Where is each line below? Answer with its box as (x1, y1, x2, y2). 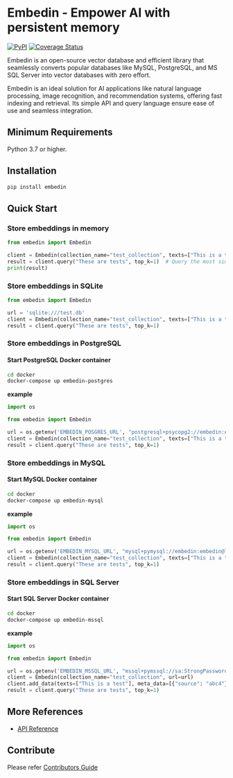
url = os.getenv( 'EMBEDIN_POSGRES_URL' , (7, 429, 126, 436)
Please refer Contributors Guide (7, 763, 98, 771)
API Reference (17, 724, 59, 733)
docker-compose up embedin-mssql (7, 616, 104, 623)
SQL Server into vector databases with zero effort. (7, 71, 151, 79)
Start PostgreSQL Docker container (7, 355, 111, 364)
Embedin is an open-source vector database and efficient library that (7, 56, 205, 64)
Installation (7, 165, 57, 177)
